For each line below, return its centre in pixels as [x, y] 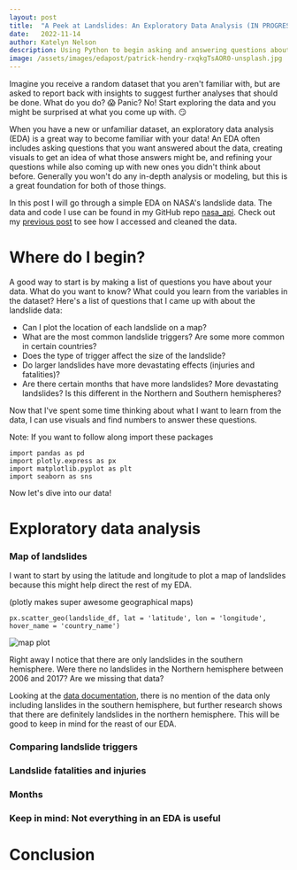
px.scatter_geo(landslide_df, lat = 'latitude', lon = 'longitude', [138, 618]
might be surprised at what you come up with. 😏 [98, 112]
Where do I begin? [77, 257]
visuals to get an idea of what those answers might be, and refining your [141, 157]
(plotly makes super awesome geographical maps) [101, 602]
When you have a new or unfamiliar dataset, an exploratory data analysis [141, 129]
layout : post [33, 17]
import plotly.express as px [63, 461]
